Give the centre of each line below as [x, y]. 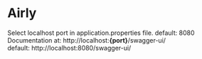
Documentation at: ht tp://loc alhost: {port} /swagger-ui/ [86, 40]
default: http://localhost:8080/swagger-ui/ [69, 48]
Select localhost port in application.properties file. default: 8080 [101, 33]
